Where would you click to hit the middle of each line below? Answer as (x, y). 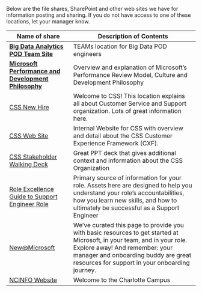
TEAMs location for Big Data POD (120, 46)
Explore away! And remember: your (123, 248)
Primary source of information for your (127, 178)
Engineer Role (29, 204)
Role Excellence (32, 189)
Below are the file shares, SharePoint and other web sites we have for (92, 9)
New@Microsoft (32, 248)
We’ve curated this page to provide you (129, 225)
